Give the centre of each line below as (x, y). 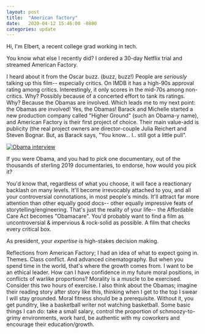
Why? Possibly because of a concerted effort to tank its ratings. (105, 96)
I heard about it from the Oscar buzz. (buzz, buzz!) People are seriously (97, 76)
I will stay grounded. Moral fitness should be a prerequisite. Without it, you (100, 299)
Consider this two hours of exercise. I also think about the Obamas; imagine (102, 286)
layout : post (23, 12)
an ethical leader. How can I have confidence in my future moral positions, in (103, 272)
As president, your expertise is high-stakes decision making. (83, 241)
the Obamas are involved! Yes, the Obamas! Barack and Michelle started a (100, 109)
